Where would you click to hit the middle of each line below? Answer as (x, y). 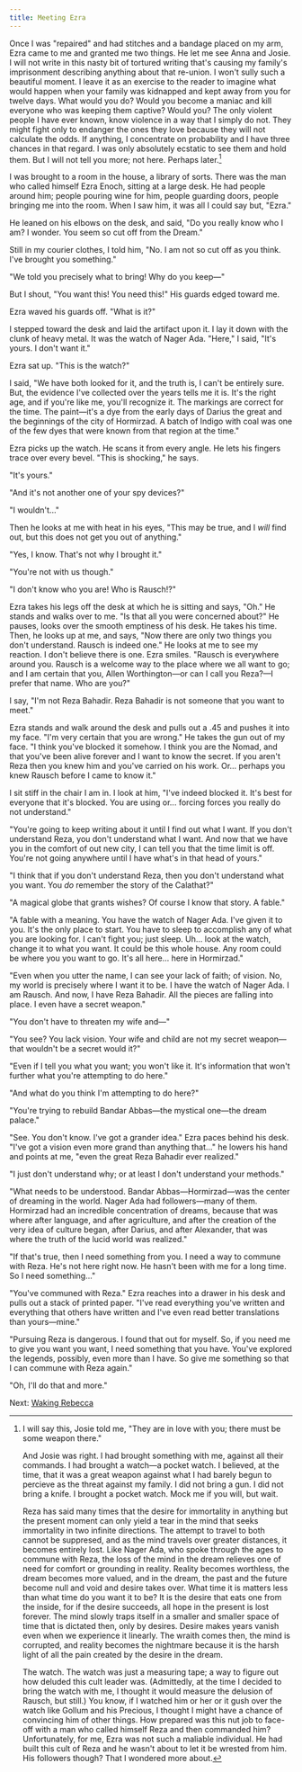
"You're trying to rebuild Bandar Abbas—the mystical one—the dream (138, 1111)
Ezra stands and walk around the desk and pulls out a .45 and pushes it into (150, 728)
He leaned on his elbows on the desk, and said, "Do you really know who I (147, 223)
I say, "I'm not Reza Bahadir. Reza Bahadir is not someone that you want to (147, 701)
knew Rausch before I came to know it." (83, 775)
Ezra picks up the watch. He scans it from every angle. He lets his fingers (145, 448)
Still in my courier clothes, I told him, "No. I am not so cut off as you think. (145, 250)
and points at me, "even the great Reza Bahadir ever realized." (124, 1157)
